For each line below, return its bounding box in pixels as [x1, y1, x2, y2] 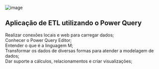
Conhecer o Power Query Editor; [5, 37, 72, 43]
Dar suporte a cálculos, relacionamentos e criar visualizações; [5, 58, 133, 64]
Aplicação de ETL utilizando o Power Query [5, 19, 142, 27]
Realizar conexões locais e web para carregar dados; [5, 32, 114, 38]
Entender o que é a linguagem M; [5, 42, 74, 48]
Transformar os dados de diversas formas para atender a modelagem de [5, 47, 154, 54]
